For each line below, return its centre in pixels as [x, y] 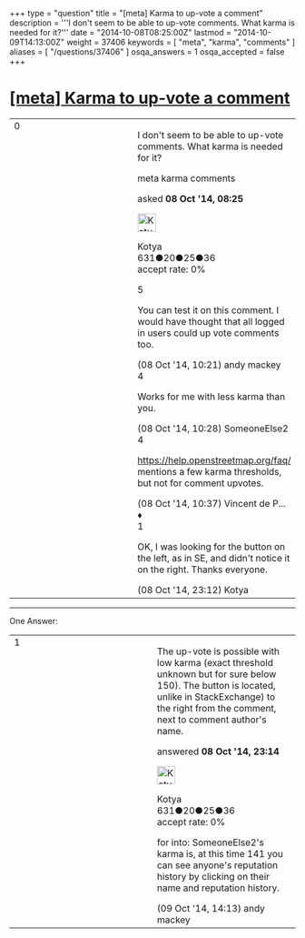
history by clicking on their [214, 876]
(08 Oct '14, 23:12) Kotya [193, 590]
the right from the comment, [217, 708]
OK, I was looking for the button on [212, 547]
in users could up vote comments [208, 333]
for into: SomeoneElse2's [211, 842]
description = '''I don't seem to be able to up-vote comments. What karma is [152, 23]
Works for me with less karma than [212, 397]
